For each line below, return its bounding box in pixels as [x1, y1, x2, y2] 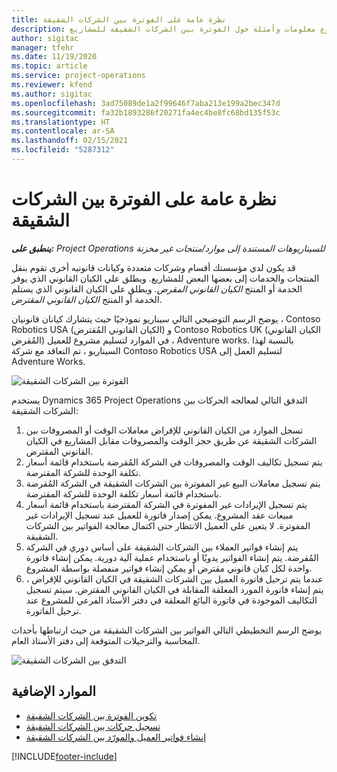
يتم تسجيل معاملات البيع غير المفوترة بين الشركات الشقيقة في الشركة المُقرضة [25, 477, 321, 489]
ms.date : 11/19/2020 [11, 52, 98, 62]
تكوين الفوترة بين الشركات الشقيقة [25, 709, 158, 721]
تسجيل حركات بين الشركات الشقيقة [25, 720, 161, 732]
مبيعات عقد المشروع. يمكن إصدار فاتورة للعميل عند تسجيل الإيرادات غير [25, 509, 294, 521]
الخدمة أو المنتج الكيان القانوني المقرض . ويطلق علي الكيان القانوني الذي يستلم [11, 282, 303, 295]
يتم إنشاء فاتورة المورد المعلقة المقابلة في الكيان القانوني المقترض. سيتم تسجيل [25, 583, 324, 595]
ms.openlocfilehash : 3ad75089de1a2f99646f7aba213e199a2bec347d [11, 98, 281, 108]
